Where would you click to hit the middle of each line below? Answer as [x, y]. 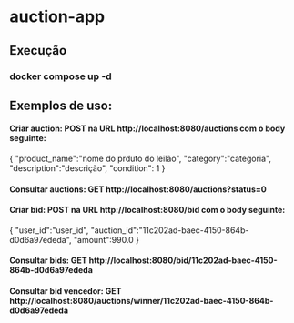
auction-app [57, 17]
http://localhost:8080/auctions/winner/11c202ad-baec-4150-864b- [142, 301]
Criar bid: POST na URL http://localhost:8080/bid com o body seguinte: [147, 210]
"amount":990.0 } [106, 239]
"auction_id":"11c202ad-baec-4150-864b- [170, 230]
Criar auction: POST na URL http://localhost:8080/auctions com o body [147, 128]
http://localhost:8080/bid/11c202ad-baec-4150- [183, 260]
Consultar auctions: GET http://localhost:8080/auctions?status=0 [138, 189]
